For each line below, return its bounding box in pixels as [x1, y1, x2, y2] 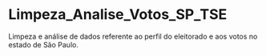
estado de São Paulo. [8, 39, 79, 49]
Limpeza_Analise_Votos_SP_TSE [8, 6, 228, 24]
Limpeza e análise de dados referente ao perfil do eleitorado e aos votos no [8, 32, 258, 41]
